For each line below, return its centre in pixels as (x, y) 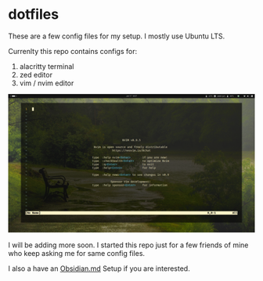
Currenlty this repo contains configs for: (73, 51)
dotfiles (34, 14)
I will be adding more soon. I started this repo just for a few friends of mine (128, 245)
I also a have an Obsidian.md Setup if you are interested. (99, 268)
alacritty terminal (47, 66)
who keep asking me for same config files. (77, 254)
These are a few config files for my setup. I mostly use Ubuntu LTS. (117, 36)
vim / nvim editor (47, 83)
